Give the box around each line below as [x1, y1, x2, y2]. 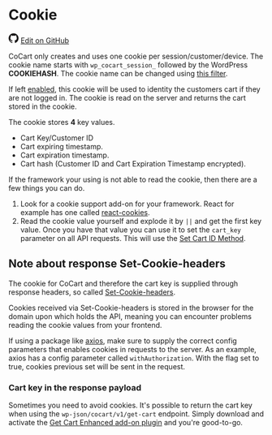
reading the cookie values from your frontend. [8, 320, 162, 329]
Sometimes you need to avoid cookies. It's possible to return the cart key [8, 400, 253, 411]
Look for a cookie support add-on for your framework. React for [19, 199, 235, 209]
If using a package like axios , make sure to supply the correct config [8, 335, 237, 346]
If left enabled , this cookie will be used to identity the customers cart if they [8, 84, 261, 94]
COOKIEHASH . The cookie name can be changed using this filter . [8, 68, 228, 78]
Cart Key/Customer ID [19, 132, 93, 143]
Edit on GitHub [19, 35, 70, 45]
